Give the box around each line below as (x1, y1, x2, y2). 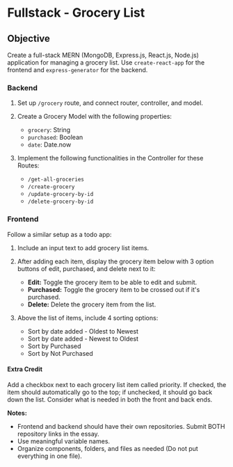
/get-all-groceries (27, 176, 85, 183)
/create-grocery (27, 183, 75, 190)
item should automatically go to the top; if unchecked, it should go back (7, 388, 213, 396)
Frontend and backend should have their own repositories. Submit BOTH (17, 422, 225, 430)
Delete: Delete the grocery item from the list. (27, 300, 156, 309)
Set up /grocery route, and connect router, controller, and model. (17, 99, 204, 107)
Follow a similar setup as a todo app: (7, 230, 112, 238)
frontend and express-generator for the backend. (7, 66, 148, 74)
